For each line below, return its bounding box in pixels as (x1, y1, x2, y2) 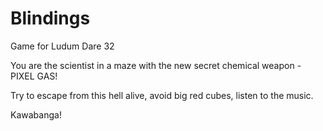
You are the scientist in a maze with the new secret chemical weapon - (10, 59, 302, 71)
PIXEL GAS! (10, 70, 58, 82)
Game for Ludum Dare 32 (10, 40, 115, 52)
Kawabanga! (10, 108, 62, 121)
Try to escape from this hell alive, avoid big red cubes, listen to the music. (10, 89, 314, 101)
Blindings (10, 7, 91, 30)
